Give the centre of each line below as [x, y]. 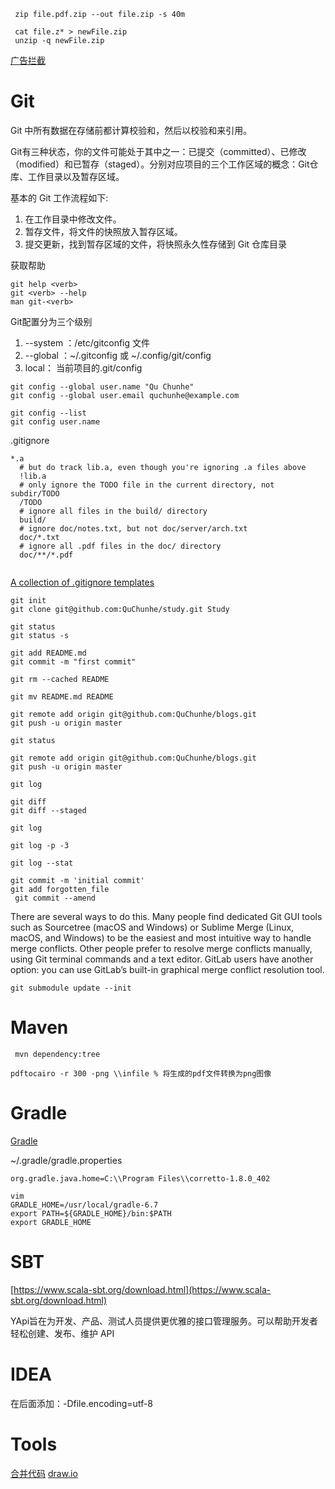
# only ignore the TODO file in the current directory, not [147, 485]
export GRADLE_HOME [51, 1222]
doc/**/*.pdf [46, 555]
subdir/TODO [35, 493]
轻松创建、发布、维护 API [62, 1333]
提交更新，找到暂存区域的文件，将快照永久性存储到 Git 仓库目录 [156, 244]
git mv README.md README [62, 696]
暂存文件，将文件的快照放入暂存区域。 [103, 231]
